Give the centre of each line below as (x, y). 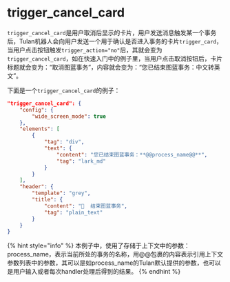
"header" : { (36, 187)
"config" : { (36, 110)
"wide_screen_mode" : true (69, 116)
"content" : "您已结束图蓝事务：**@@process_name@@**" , (132, 154)
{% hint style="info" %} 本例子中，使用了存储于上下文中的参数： (99, 245)
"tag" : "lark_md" (81, 161)
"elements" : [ (40, 129)
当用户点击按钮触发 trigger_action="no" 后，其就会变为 (85, 50)
